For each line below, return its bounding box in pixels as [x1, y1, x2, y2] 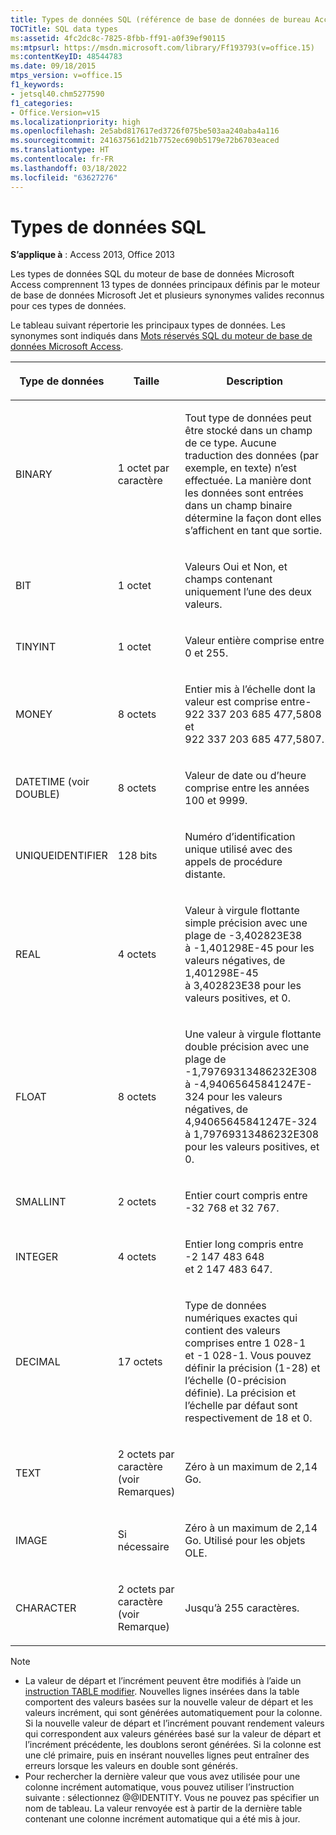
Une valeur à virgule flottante [184, 1027, 322, 1041]
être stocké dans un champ [184, 424, 313, 438]
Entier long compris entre [184, 1237, 304, 1251]
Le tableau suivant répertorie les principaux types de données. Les [10, 319, 286, 331]
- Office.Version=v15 [10, 107, 101, 118]
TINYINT [15, 640, 57, 654]
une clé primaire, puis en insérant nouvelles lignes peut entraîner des [24, 1749, 310, 1761]
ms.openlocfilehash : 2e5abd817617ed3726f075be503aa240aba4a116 [10, 126, 280, 136]
